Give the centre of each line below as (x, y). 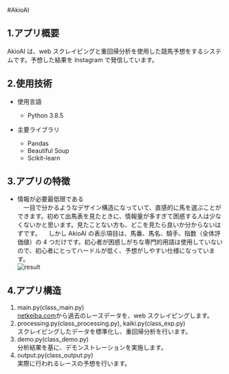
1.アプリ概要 (33, 33)
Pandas (38, 143)
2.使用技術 (30, 84)
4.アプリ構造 (34, 290)
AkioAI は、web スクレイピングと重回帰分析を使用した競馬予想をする (105, 51)
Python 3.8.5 (45, 115)
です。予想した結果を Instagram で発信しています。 (85, 60)
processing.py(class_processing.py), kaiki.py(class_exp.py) (101, 324)
